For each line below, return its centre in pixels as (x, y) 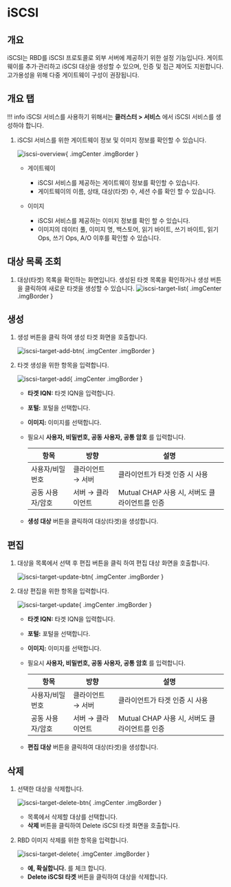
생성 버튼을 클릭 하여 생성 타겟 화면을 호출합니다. (82, 337)
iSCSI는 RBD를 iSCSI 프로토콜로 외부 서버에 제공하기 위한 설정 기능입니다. (106, 58)
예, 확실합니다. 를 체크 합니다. (67, 868)
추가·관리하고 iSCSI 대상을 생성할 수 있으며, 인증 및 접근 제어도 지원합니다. (124, 66)
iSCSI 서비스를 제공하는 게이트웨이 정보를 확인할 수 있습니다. (119, 182)
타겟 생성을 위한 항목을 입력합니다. (63, 365)
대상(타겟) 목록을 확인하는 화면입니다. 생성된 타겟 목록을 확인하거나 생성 (113, 279)
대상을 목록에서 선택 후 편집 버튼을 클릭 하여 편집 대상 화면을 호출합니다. (113, 563)
